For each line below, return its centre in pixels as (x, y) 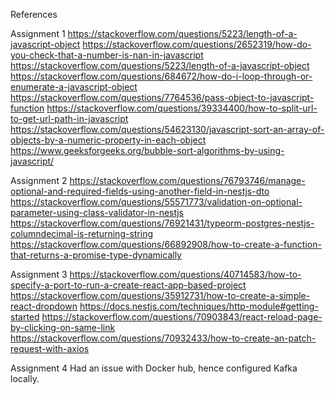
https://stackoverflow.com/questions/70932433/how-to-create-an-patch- (163, 338)
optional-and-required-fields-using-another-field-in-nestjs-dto (140, 191)
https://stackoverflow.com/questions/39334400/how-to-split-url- (182, 108)
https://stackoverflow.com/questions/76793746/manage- (187, 180)
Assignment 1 (38, 33)
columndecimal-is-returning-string (82, 233)
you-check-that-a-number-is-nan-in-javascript (107, 55)
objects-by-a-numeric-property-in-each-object (108, 140)
